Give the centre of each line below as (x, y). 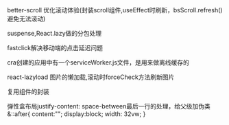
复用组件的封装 (28, 92)
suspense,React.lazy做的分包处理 (55, 33)
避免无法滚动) (26, 19)
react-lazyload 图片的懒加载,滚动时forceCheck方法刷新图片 (91, 77)
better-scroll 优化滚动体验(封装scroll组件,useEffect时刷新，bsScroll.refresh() (115, 10)
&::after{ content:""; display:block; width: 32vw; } (76, 114)
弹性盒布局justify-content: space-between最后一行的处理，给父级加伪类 (109, 106)
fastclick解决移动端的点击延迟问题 (55, 48)
